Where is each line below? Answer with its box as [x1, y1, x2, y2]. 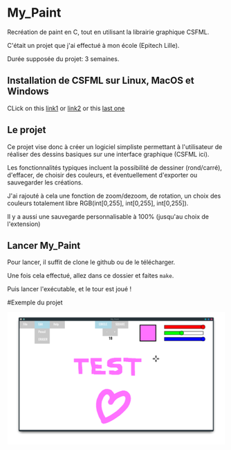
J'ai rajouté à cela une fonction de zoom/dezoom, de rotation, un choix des [7, 191, 221, 200]
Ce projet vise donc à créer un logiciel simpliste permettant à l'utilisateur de [7, 142, 223, 150]
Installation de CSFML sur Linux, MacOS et [7, 75, 195, 87]
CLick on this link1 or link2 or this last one [7, 104, 125, 112]
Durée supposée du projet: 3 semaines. [7, 54, 120, 63]
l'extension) [7, 220, 41, 228]
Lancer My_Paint [7, 239, 81, 251]
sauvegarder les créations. [7, 178, 83, 187]
